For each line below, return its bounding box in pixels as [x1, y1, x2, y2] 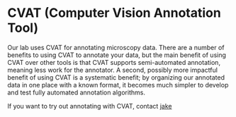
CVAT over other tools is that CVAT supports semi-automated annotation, [7, 58, 221, 66]
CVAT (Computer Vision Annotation [7, 5, 221, 21]
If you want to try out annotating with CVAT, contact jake [7, 101, 172, 110]
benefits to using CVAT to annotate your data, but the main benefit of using [7, 51, 227, 59]
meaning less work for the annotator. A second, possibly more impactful [7, 66, 218, 74]
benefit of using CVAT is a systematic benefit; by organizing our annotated [7, 73, 225, 82]
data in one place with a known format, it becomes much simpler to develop [7, 80, 229, 89]
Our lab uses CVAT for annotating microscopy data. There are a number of [7, 43, 225, 51]
